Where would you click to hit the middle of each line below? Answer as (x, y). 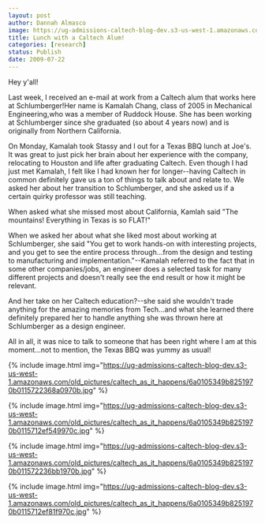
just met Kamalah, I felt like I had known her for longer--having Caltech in (127, 171)
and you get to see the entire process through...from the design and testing (131, 252)
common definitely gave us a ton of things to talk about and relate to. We (126, 179)
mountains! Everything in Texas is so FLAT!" (80, 220)
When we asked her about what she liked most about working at (112, 235)
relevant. (22, 286)
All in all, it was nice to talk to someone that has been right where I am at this (132, 341)
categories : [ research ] (47, 45)
